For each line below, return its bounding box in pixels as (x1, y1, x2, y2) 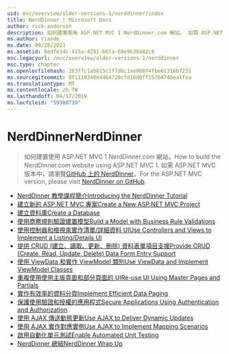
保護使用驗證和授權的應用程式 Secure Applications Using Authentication (16, 298, 219, 306)
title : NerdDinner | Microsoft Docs (7, 16, 112, 23)
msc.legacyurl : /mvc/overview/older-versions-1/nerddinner (7, 55, 180, 62)
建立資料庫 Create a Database (16, 209, 101, 217)
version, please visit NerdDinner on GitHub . (23, 177, 147, 185)
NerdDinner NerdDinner (7, 129, 143, 145)
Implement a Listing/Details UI (16, 233, 102, 241)
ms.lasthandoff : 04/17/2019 (7, 93, 88, 100)
